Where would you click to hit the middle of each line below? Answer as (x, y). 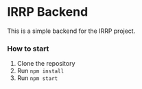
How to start (28, 49)
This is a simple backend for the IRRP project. (71, 31)
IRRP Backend (48, 12)
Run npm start (37, 78)
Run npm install (40, 71)
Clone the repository (46, 64)
